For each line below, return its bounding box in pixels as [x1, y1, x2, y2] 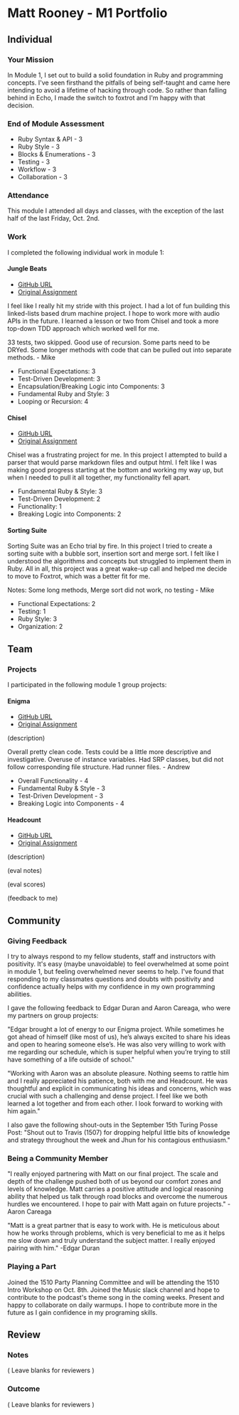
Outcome [7, 1384, 41, 1394]
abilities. [7, 990, 32, 999]
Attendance [7, 191, 49, 201]
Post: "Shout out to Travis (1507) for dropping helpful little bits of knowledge [7, 1128, 230, 1137]
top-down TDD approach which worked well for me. [7, 324, 160, 332]
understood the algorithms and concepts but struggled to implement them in [7, 557, 231, 566]
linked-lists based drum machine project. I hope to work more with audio [7, 309, 221, 317]
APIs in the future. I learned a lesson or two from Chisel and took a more [7, 317, 219, 325]
